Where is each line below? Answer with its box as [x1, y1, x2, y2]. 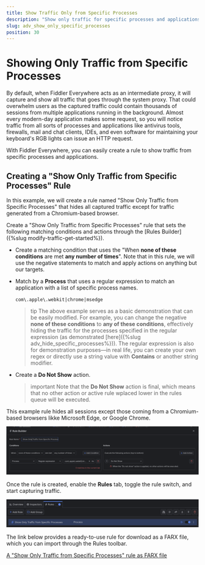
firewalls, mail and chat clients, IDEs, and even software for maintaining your [6, 128, 198, 136]
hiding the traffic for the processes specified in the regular [30, 327, 178, 334]
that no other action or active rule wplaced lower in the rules [30, 390, 182, 396]
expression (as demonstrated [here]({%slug [30, 334, 141, 340]
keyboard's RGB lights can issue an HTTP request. [6, 135, 133, 142]
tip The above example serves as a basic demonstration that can [30, 307, 193, 315]
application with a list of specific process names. [15, 284, 138, 291]
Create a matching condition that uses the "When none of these [15, 246, 177, 253]
